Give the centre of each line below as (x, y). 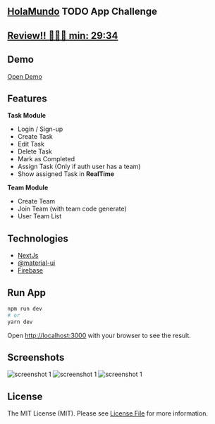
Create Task (35, 137)
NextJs (28, 256)
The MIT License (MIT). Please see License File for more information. (107, 413)
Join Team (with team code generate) (72, 209)
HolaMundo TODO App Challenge (82, 12)
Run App (27, 293)
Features (27, 98)
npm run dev (25, 309)
